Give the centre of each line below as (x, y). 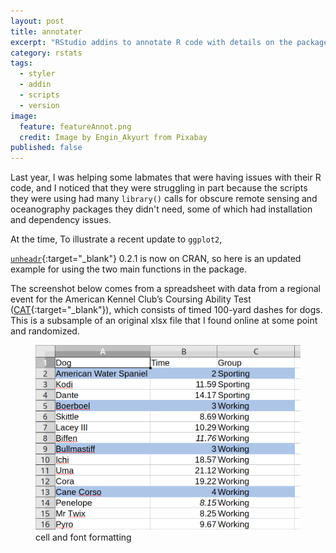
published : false (46, 148)
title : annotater (46, 31)
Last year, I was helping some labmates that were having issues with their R (166, 177)
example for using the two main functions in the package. (129, 269)
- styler (37, 74)
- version (39, 105)
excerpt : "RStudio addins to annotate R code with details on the (151, 42)
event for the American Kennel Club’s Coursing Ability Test (131, 299)
